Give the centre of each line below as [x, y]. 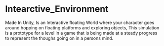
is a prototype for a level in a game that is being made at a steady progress [81, 33]
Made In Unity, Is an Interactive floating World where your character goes [80, 23]
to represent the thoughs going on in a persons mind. [59, 38]
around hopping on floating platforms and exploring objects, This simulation [82, 27]
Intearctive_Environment [57, 9]
